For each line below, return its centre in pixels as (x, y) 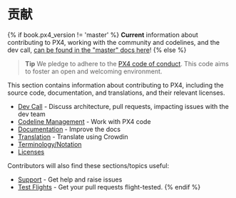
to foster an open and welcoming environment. (93, 71)
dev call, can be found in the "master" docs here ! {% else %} (97, 50)
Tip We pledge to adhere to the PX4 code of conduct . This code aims (127, 63)
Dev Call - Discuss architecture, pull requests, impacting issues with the (123, 106)
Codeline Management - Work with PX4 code (84, 121)
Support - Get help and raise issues (70, 179)
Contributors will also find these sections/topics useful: (88, 165)
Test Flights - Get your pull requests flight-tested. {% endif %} (109, 187)
